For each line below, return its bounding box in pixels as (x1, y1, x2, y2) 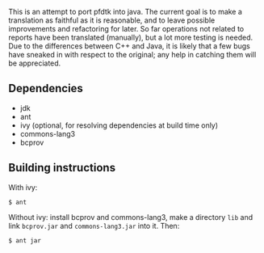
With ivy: (8, 182, 38, 192)
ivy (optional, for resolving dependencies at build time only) (19, 120, 219, 130)
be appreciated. (8, 58, 61, 68)
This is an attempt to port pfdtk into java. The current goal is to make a (8, 7, 242, 16)
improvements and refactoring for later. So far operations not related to (8, 24, 245, 33)
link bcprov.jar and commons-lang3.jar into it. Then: (8, 221, 180, 230)
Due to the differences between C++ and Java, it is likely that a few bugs (8, 41, 250, 51)
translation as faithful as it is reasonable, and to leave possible (8, 15, 216, 25)
